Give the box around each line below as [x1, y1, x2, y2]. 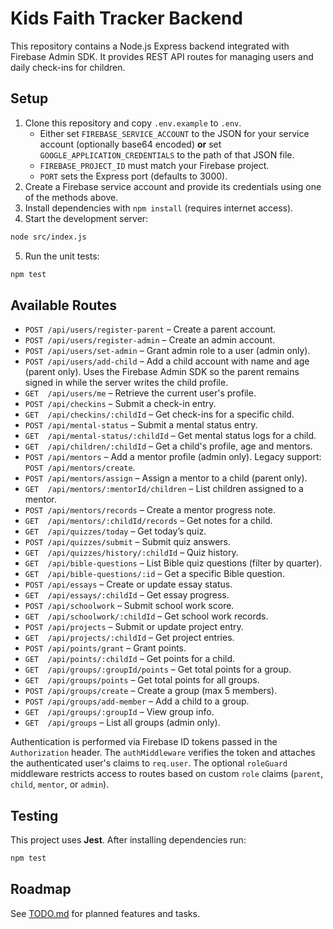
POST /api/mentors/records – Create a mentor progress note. [24, 504, 276, 516]
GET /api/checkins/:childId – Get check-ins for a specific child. [24, 408, 295, 421]
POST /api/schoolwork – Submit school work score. [24, 600, 235, 612]
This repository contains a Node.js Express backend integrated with [10, 40, 290, 52]
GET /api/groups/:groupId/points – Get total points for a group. [24, 663, 292, 676]
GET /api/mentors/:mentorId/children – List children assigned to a [24, 483, 304, 495]
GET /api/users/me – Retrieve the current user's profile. [24, 387, 257, 399]
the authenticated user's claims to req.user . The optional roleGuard [10, 757, 288, 769]
